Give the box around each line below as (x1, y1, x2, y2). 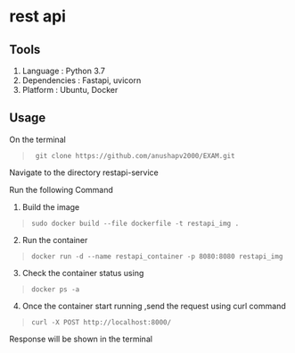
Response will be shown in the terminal (9, 333, 153, 344)
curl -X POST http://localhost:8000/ (30, 317, 172, 327)
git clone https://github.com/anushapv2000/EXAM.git (35, 151, 235, 160)
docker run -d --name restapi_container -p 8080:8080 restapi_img (30, 252, 283, 261)
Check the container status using (21, 267, 144, 278)
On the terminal (9, 134, 67, 145)
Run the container (21, 234, 88, 245)
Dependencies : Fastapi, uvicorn (21, 75, 142, 86)
